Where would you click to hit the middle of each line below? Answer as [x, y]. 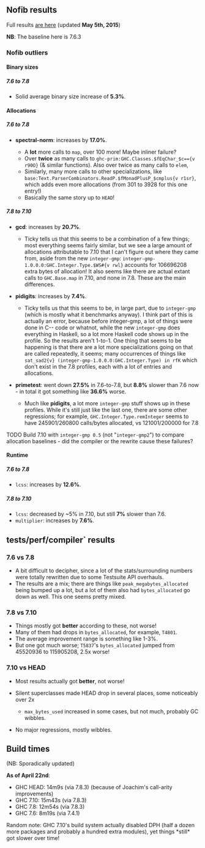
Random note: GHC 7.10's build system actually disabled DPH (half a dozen [100, 825]
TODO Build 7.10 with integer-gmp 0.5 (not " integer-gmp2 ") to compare [95, 435]
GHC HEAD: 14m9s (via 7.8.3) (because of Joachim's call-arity [94, 787]
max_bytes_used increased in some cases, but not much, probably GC [111, 711]
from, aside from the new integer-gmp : [73, 258]
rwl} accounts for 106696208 [150, 265]
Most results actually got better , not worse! [70, 681]
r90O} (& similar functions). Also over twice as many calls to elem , [106, 165]
